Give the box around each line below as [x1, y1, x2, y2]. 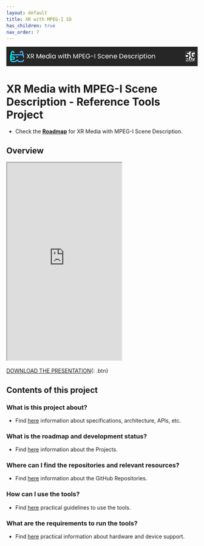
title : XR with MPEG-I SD [6, 16, 72, 22]
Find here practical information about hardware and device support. [15, 533, 185, 541]
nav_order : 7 [6, 29, 39, 35]
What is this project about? [6, 403, 88, 412]
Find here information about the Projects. [15, 446, 118, 453]
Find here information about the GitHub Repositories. [15, 475, 148, 482]
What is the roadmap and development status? [6, 432, 148, 440]
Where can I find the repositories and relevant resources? [6, 461, 180, 469]
